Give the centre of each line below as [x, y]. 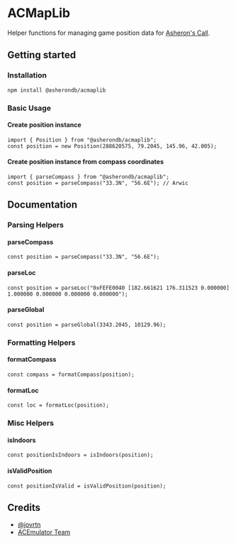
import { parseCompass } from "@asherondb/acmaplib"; [89, 177]
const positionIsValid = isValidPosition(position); [87, 486]
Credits [24, 507]
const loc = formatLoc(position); [58, 405]
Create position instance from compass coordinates [86, 162]
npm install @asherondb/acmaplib [57, 90]
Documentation [43, 205]
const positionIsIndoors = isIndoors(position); [80, 455]
